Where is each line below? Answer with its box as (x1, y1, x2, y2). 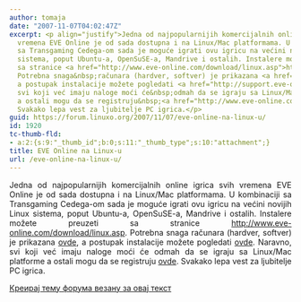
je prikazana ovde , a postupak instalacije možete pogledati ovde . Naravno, (9, 237, 293, 247)
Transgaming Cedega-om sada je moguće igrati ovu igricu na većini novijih (9, 198, 292, 209)
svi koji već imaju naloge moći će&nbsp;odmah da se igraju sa (17, 88, 258, 97)
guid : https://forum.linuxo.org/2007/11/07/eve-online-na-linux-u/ (9, 113, 267, 122)
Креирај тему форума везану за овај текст (9, 282, 172, 293)
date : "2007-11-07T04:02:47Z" (9, 22, 123, 30)
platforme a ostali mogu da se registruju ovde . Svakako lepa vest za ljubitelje (9, 255, 293, 266)
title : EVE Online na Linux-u (9, 146, 123, 155)
